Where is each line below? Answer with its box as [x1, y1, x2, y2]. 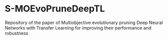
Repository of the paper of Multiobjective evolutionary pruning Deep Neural [5, 19, 163, 25]
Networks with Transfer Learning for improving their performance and [5, 24, 151, 30]
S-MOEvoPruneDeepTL [5, 3, 105, 14]
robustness [5, 30, 29, 36]
